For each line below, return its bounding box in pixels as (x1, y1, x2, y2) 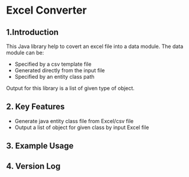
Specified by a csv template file (14, 60, 92, 67)
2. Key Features (6, 102, 65, 112)
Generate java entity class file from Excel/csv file (14, 117, 134, 124)
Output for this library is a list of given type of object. (6, 85, 135, 92)
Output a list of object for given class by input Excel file (14, 124, 149, 131)
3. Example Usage (6, 141, 74, 151)
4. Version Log (6, 161, 61, 171)
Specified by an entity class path (14, 73, 94, 80)
